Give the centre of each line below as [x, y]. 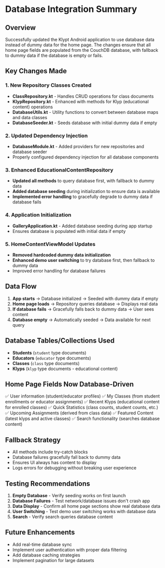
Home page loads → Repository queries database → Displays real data [85, 304]
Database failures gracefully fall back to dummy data [66, 457]
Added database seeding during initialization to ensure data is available [86, 191]
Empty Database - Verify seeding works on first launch [69, 495]
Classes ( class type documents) [46, 363]
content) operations [33, 107]
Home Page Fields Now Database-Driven [70, 384]
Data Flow [21, 286]
